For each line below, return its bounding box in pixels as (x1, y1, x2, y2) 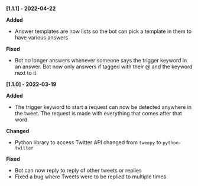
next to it (14, 69, 37, 76)
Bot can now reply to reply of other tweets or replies (14, 167, 142, 174)
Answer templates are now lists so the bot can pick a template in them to (14, 28, 192, 35)
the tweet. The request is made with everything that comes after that (14, 110, 182, 117)
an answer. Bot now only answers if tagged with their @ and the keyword (14, 63, 193, 70)
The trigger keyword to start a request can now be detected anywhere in (14, 104, 192, 111)
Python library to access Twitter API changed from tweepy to (14, 139, 161, 146)
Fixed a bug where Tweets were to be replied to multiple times (14, 173, 167, 180)
